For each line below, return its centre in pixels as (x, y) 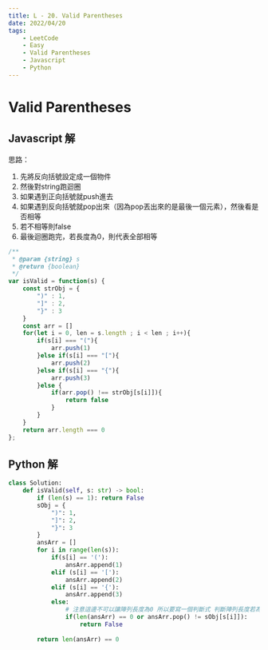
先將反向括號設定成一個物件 (65, 176)
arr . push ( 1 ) (71, 349)
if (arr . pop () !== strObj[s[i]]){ (106, 393)
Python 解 (33, 464)
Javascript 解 (42, 139)
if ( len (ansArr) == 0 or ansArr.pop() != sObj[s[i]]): (156, 617)
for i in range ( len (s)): (78, 550)
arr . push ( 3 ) (71, 378)
